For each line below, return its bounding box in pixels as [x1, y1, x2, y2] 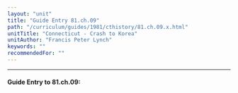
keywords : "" [7, 43, 46, 50]
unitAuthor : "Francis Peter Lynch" [7, 37, 113, 44]
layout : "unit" [7, 10, 52, 18]
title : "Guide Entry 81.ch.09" [7, 17, 100, 24]
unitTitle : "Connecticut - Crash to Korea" [7, 30, 138, 37]
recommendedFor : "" [7, 50, 65, 57]
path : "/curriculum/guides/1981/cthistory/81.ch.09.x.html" [7, 23, 189, 30]
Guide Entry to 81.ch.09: [7, 78, 81, 87]
